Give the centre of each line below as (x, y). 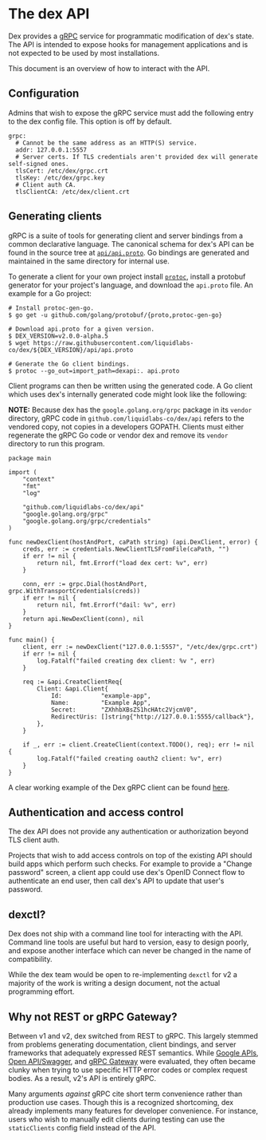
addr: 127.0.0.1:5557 (51, 150)
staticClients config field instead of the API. (82, 1128)
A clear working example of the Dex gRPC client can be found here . (119, 787)
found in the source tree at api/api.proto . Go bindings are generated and (129, 252)
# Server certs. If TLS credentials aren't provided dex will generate (137, 156)
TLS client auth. (34, 840)
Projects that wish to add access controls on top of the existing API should (130, 856)
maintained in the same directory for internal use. (89, 261)
